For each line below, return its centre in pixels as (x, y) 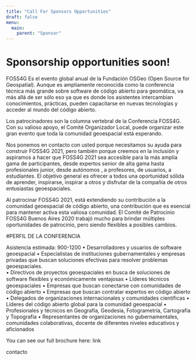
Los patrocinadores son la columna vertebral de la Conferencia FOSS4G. (94, 121)
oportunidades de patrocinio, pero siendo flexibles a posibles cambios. (92, 225)
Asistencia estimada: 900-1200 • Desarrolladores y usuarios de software (94, 247)
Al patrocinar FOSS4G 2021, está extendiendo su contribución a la (86, 200)
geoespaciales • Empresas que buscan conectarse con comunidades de (94, 286)
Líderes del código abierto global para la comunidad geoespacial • (86, 304)
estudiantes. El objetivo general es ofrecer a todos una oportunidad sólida (95, 176)
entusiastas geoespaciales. (39, 189)
